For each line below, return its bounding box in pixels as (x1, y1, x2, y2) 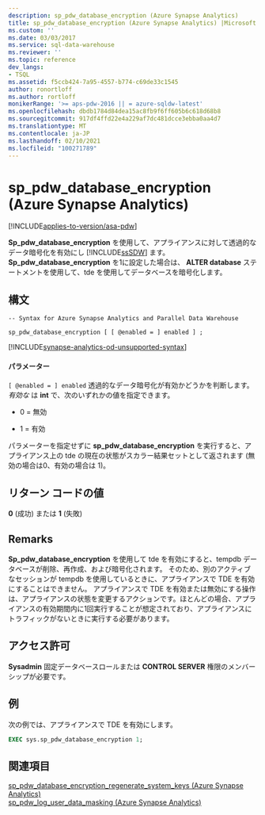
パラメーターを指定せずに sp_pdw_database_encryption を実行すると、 (8, 441, 245, 450)
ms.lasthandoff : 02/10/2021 (8, 136, 101, 145)
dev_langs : (8, 63, 44, 71)
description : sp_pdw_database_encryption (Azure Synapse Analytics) (8, 11, 239, 20)
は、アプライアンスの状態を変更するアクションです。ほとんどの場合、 (8, 594, 236, 603)
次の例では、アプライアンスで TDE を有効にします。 (8, 719, 178, 729)
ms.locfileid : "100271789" (8, 144, 97, 152)
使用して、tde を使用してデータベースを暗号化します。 (49, 267, 227, 277)
